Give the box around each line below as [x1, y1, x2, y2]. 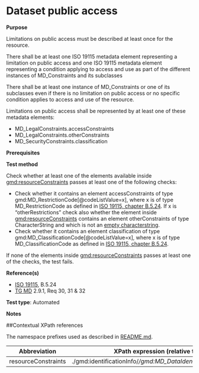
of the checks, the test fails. [6, 258, 74, 265]
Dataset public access [6, 4, 118, 18]
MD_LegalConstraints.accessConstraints [14, 125, 114, 132]
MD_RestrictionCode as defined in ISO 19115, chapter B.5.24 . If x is [14, 202, 177, 210]
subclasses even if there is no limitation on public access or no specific [6, 89, 180, 97]
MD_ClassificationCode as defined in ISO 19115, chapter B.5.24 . [14, 240, 169, 247]
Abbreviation [18, 347, 56, 355]
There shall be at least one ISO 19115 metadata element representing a [6, 53, 178, 60]
